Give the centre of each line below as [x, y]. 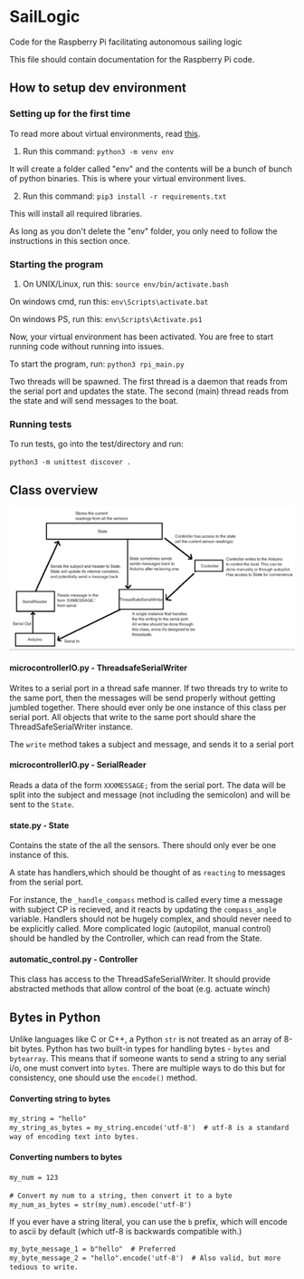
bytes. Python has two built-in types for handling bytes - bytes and [146, 1049]
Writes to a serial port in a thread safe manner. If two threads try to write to [148, 688]
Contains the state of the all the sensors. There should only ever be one [143, 845]
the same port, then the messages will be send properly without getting [142, 698]
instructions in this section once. [70, 240]
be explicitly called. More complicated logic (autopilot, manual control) [140, 929]
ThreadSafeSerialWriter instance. [71, 727]
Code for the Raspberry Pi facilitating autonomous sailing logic [126, 42]
